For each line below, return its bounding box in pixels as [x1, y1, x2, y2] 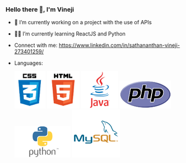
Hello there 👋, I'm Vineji [5, 5, 75, 14]
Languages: [14, 59, 43, 67]
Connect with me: [14, 41, 57, 49]
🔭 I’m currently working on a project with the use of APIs [14, 19, 152, 26]
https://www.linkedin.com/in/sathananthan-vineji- [58, 41, 180, 49]
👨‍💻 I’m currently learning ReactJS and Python [14, 30, 126, 37]
